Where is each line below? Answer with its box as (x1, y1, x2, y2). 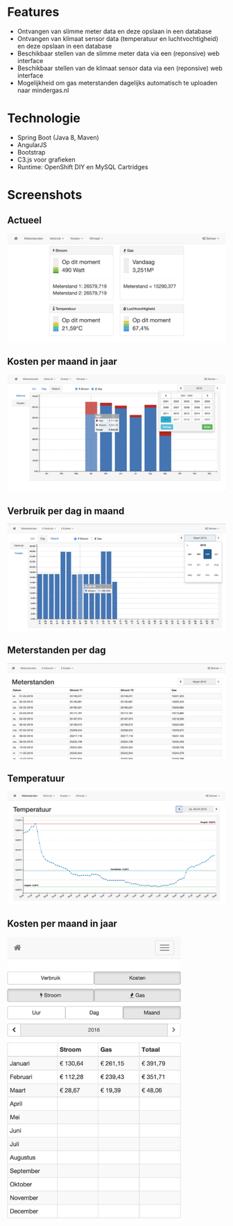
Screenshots (7, 187, 83, 203)
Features (7, 4, 60, 20)
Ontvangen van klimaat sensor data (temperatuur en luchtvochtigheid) (17, 34, 218, 42)
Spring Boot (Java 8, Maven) (17, 133, 99, 141)
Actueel (7, 214, 42, 226)
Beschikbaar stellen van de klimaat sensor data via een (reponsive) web (17, 64, 223, 72)
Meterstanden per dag (7, 644, 106, 656)
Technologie (7, 110, 81, 126)
